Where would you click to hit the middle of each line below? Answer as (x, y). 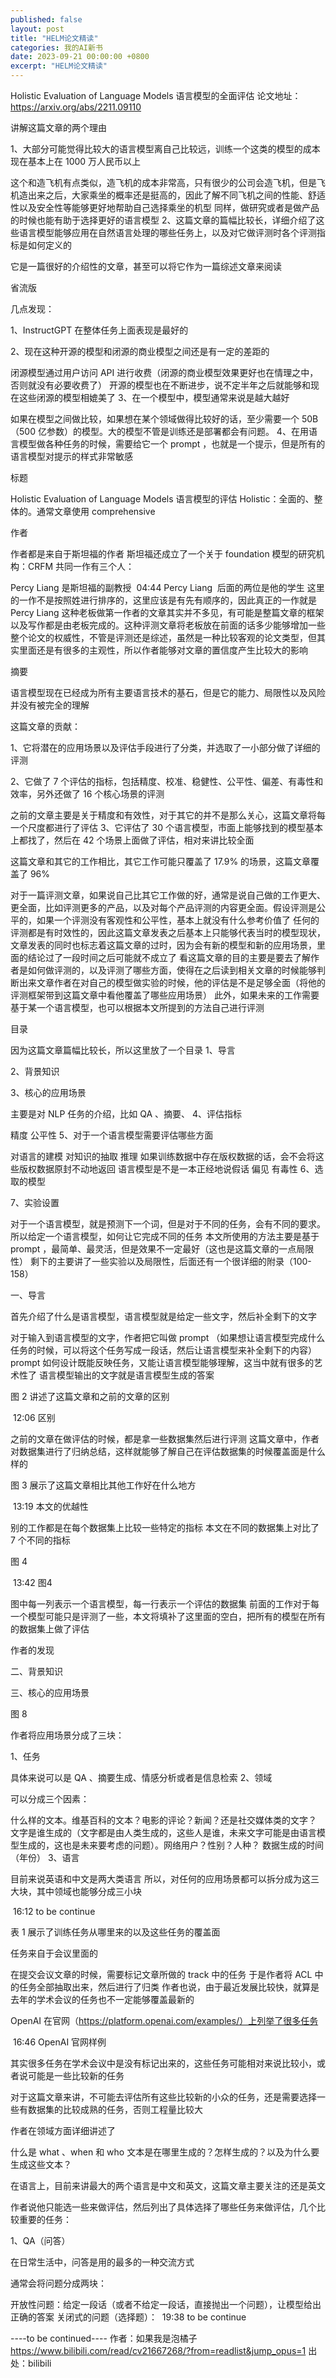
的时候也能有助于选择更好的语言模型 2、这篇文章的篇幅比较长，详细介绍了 (163, 220)
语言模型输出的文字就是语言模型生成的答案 (126, 1375)
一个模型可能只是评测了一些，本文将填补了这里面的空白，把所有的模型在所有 (168, 1616)
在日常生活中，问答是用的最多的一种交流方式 (102, 2262)
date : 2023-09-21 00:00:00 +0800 (80, 57)
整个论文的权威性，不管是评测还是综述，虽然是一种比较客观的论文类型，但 (163, 637)
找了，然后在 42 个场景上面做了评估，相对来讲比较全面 (141, 840)
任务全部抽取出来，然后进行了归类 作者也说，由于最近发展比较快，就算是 (169, 1987)
